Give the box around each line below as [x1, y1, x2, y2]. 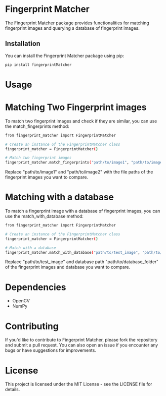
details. [5, 387, 20, 393]
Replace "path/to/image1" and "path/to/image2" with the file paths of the [5, 169, 153, 175]
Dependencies [5, 282, 66, 293]
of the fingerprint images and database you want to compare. [5, 264, 130, 270]
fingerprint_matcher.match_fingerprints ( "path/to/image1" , [5, 160, 129, 165]
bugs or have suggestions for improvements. [5, 347, 96, 353]
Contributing [5, 321, 59, 332]
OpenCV [12, 298, 30, 304]
